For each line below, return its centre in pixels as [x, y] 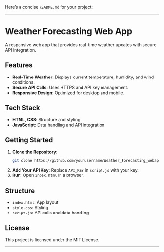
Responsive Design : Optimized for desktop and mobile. [68, 93]
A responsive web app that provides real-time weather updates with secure [81, 45]
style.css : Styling [30, 208]
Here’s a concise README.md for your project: [49, 7]
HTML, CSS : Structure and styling [46, 119]
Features [19, 65]
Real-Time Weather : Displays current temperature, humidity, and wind [83, 77]
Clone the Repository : [35, 152]
